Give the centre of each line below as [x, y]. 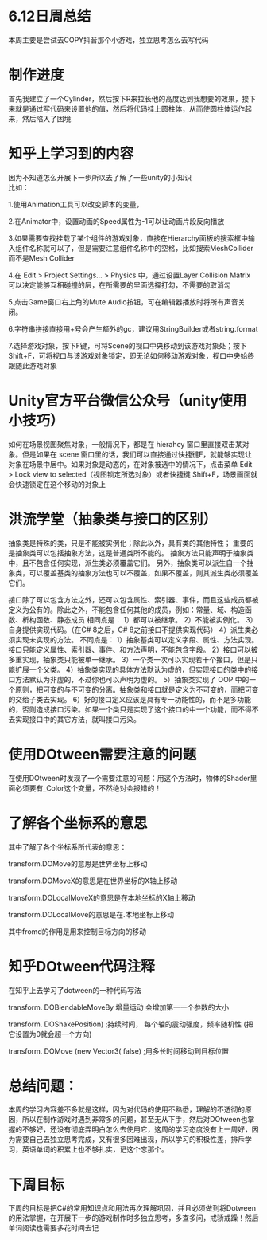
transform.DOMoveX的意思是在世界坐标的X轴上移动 [93, 881]
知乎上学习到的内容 [71, 154]
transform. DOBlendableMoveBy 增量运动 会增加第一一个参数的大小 [119, 1007]
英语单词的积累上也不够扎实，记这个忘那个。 [95, 1149]
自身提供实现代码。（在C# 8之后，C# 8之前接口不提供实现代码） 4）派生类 [130, 630]
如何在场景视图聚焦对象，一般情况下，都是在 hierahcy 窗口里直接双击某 [125, 444]
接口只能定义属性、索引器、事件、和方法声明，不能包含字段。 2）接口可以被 [133, 649]
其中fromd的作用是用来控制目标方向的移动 [77, 931]
